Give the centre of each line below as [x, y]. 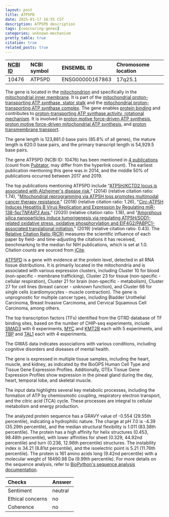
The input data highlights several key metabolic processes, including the [80, 390]
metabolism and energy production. [42, 406]
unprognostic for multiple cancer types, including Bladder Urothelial [75, 297]
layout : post [19, 10]
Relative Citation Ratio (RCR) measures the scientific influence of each [78, 234]
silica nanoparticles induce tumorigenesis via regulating [63, 218]
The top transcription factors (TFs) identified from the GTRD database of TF [84, 318]
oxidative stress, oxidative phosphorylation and [70, 223]
